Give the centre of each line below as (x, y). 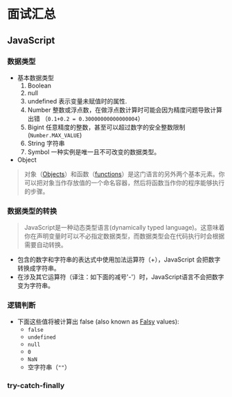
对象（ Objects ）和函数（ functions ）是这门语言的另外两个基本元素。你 (124, 174)
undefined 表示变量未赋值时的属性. (77, 101)
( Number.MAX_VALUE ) (55, 135)
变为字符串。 (35, 286)
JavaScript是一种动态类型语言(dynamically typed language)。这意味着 (124, 228)
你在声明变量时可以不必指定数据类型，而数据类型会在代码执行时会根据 (124, 236)
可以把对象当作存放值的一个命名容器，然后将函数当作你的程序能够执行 (124, 183)
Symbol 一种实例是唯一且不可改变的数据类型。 (94, 152)
